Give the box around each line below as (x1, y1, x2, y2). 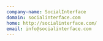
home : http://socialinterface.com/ (6, 20, 97, 26)
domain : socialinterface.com (6, 14, 81, 20)
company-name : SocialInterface (6, 8, 86, 15)
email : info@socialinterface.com (6, 25, 92, 32)
